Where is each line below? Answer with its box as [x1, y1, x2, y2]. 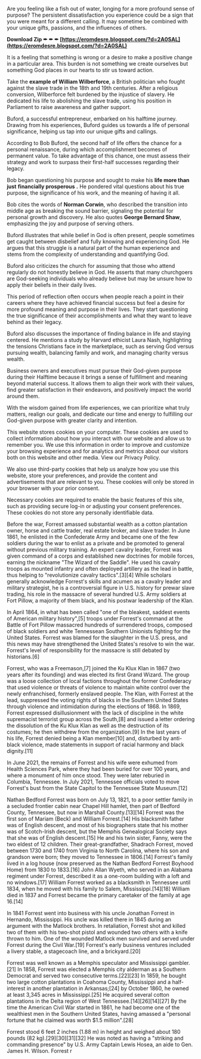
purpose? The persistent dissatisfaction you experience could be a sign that [7, 11, 193, 19]
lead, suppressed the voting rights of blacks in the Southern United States [7, 697, 188, 703]
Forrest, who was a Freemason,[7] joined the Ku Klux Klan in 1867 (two [7, 665, 181, 671]
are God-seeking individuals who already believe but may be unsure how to [7, 275, 193, 282]
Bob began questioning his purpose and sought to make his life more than [7, 177, 190, 183]
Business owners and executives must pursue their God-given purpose [7, 367, 181, 374]
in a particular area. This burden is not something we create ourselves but [7, 60, 188, 67]
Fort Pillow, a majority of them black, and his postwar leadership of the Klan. [7, 597, 194, 604]
